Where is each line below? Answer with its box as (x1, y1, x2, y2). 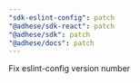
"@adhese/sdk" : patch (8, 30, 91, 39)
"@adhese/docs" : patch (8, 38, 95, 48)
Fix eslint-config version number (8, 63, 131, 74)
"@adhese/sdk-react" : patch (8, 22, 115, 31)
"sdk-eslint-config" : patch (8, 13, 115, 23)
